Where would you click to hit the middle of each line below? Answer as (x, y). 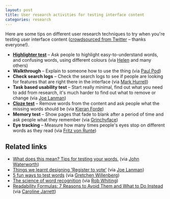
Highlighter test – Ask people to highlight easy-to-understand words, (86, 55)
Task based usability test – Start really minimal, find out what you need (88, 87)
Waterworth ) (26, 164)
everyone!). (17, 45)
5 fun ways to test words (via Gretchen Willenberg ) (66, 175)
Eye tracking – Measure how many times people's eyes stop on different (89, 125)
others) (20, 66)
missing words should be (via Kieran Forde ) (58, 109)
